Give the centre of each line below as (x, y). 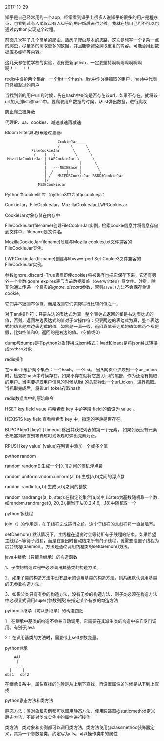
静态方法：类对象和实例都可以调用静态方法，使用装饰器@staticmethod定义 (80, 711)
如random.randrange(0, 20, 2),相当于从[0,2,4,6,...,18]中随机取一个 (71, 503)
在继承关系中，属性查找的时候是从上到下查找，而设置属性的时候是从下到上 (80, 684)
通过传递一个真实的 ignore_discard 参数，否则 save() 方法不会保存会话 (82, 287)
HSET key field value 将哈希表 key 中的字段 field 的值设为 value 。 (71, 409)
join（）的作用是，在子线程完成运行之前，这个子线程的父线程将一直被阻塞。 (81, 524)
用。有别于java (20, 627)
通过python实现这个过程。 (31, 29)
